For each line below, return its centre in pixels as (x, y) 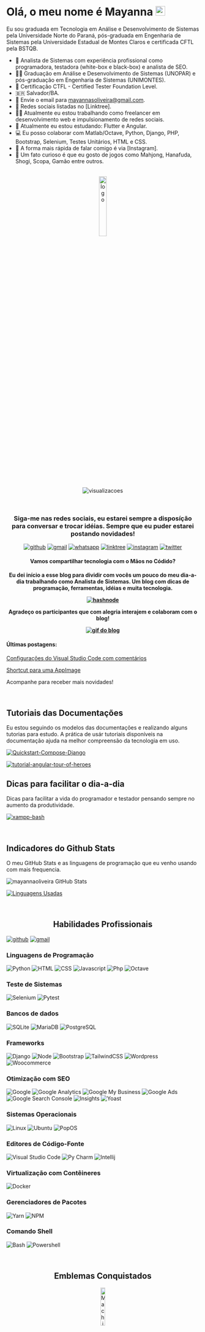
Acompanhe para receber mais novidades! (60, 682)
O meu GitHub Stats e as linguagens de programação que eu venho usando (102, 863)
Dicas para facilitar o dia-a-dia (65, 784)
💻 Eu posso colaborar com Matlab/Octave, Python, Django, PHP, (97, 133)
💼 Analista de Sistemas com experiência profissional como (89, 60)
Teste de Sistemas (34, 985)
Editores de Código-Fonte (45, 1144)
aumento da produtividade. (40, 805)
